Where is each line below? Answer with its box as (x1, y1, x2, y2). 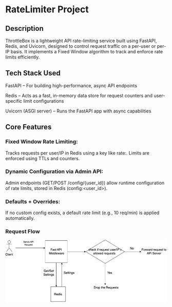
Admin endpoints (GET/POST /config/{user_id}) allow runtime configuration (5, 180, 165, 186)
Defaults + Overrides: (5, 198, 61, 205)
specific (5, 98, 23, 104)
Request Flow (5, 228, 40, 235)
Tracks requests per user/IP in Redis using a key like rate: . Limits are (5, 150, 150, 156)
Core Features (5, 123, 52, 131)
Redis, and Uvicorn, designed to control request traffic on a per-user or (5, 43, 156, 49)
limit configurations (23, 98, 64, 104)
